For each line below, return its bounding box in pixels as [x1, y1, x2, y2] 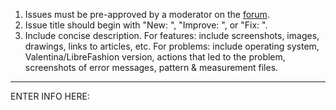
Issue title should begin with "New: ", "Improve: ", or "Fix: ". [24, 19, 268, 31]
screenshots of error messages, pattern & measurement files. [24, 62, 279, 73]
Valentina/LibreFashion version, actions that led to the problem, [24, 51, 286, 63]
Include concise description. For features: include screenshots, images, [24, 30, 320, 41]
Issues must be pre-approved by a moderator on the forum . [24, 9, 270, 20]
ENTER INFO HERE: [10, 90, 90, 102]
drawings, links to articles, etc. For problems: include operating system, [24, 40, 320, 52]
